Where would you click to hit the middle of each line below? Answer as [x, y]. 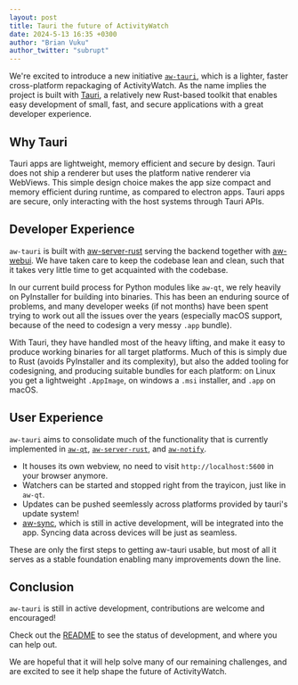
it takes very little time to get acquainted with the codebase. [119, 269]
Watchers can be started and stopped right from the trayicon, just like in [154, 485]
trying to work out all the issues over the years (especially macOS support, [146, 315]
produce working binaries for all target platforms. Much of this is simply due [148, 351]
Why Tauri [39, 142]
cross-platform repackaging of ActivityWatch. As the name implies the [138, 86]
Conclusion [42, 586]
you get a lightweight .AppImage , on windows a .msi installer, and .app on [142, 380]
